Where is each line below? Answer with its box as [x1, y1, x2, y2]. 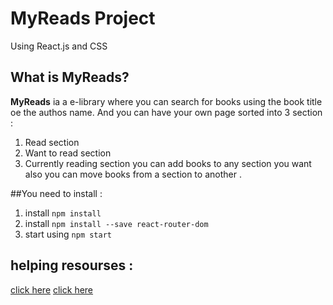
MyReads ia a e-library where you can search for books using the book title [10, 95, 323, 107]
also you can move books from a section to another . [24, 168, 242, 180]
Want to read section [24, 147, 112, 159]
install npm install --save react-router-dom [24, 217, 209, 229]
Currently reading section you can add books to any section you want [24, 157, 312, 169]
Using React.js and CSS [10, 40, 108, 52]
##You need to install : [10, 187, 103, 199]
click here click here [10, 283, 94, 296]
